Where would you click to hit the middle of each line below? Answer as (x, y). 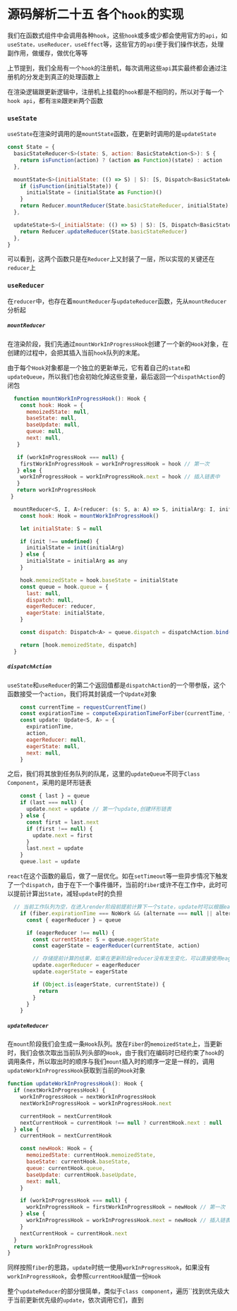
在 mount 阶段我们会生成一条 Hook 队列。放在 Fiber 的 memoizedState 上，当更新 (115, 1044)
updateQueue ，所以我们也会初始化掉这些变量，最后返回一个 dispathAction (113, 376)
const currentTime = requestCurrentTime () (83, 707)
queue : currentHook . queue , (66, 1168)
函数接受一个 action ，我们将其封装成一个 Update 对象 (82, 694)
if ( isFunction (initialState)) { (69, 186)
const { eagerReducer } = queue (73, 920)
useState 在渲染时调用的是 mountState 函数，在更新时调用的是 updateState (112, 134)
